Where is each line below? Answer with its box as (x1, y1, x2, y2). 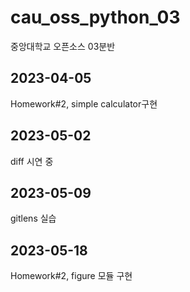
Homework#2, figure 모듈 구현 (10, 270, 133, 282)
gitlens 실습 (10, 212, 57, 225)
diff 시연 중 (10, 155, 54, 167)
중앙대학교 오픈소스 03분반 (10, 40, 116, 52)
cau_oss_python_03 (10, 6, 181, 29)
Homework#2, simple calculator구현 (10, 97, 158, 110)
